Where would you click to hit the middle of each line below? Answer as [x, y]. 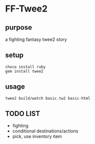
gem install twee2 [24, 71]
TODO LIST [23, 114]
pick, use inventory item [37, 136]
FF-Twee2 [26, 9]
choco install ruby [25, 67]
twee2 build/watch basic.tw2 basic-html [48, 98]
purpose [19, 27]
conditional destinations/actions [45, 131]
